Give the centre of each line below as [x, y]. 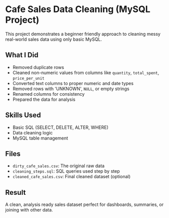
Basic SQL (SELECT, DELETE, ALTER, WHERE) [60, 127]
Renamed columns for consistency [48, 94]
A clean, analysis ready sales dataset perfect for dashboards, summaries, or [84, 204]
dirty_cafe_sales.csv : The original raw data [59, 166]
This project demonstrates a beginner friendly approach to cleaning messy [83, 34]
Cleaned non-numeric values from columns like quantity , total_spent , [86, 72]
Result [16, 192]
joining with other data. [29, 210]
